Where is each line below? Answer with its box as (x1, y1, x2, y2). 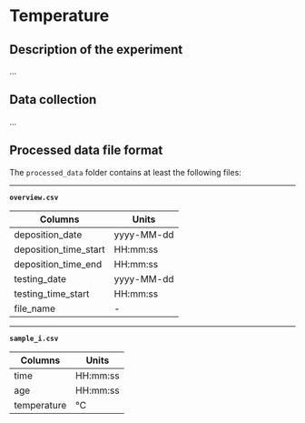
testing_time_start (14, 287, 90, 300)
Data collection (9, 92, 97, 107)
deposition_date (14, 228, 83, 241)
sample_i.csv (9, 334, 59, 343)
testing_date (14, 272, 66, 285)
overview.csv (9, 193, 59, 202)
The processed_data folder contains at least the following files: (9, 166, 242, 177)
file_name (14, 302, 56, 315)
